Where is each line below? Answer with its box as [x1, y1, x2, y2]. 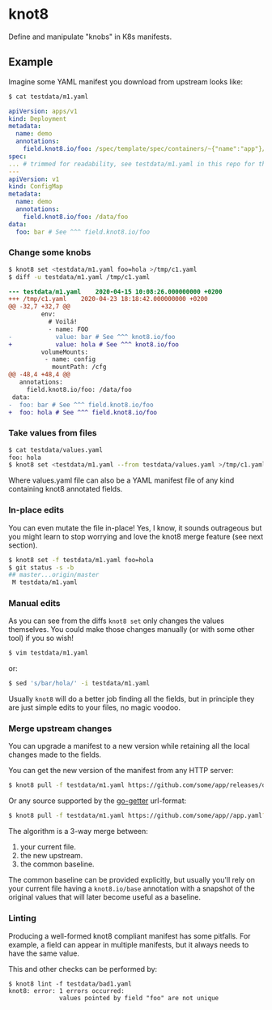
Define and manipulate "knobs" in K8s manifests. [8, 32, 172, 41]
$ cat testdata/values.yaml [8, 445, 104, 454]
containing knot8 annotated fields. [8, 484, 123, 494]
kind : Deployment [8, 114, 67, 122]
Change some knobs [8, 247, 91, 258]
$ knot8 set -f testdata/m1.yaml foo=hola [8, 556, 154, 564]
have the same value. [8, 948, 79, 958]
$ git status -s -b [8, 563, 74, 572]
